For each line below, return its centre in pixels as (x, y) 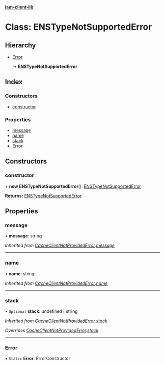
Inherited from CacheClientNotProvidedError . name (56, 283)
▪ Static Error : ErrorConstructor (38, 359)
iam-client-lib (19, 7)
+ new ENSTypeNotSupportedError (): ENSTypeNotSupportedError (73, 186)
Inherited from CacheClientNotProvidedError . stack (56, 321)
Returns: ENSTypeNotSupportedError (43, 196)
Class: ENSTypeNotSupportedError (79, 27)
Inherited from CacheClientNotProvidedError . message (60, 245)
